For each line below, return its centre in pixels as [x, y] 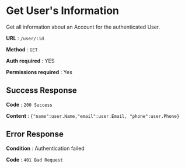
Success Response [41, 91]
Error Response [35, 134]
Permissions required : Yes [39, 72]
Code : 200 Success [29, 104]
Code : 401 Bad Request [34, 159]
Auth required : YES [30, 61]
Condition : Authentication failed [45, 148]
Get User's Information [63, 11]
